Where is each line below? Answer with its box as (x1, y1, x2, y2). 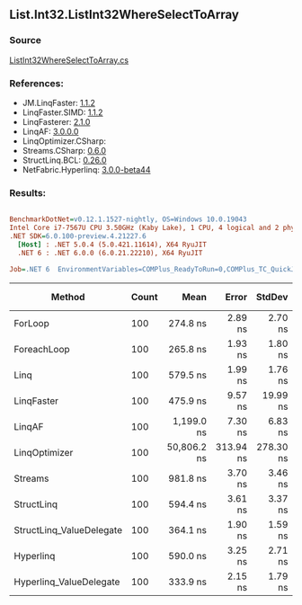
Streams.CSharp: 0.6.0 (22, 145, 106, 156)
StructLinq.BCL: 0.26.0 (22, 155, 107, 165)
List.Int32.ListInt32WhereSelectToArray (9, 7, 240, 22)
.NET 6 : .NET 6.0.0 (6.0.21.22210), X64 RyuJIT (17, 248, 203, 257)
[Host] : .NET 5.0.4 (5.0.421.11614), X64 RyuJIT (17, 240, 207, 249)
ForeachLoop (13, 343, 70, 355)
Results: (9, 186, 47, 199)
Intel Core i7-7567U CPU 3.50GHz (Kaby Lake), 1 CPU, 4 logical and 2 (9, 224, 280, 233)
